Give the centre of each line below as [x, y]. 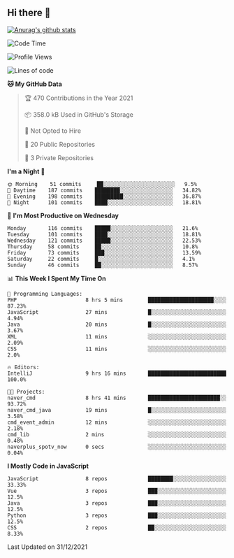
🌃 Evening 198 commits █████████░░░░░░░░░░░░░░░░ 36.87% [104, 196]
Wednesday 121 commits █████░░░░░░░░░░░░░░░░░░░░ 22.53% [104, 241]
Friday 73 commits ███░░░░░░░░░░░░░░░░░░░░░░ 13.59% [104, 252]
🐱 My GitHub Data [35, 84]
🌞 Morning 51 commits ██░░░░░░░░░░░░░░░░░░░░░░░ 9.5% [102, 184]
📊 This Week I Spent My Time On [57, 278]
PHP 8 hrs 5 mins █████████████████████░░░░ [117, 300]
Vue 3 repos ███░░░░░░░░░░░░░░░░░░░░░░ [117, 491]
